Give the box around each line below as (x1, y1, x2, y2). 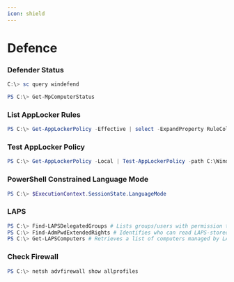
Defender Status (7, 65, 64, 75)
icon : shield (7, 10, 45, 17)
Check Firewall (7, 252, 59, 262)
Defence (7, 40, 58, 56)
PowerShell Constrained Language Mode (7, 175, 148, 185)
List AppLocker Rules (7, 109, 81, 119)
